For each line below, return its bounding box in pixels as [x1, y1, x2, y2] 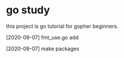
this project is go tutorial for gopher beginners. [6, 23, 119, 30]
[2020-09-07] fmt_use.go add [6, 34, 79, 41]
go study [6, 3, 50, 17]
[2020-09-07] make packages [6, 45, 80, 52]
